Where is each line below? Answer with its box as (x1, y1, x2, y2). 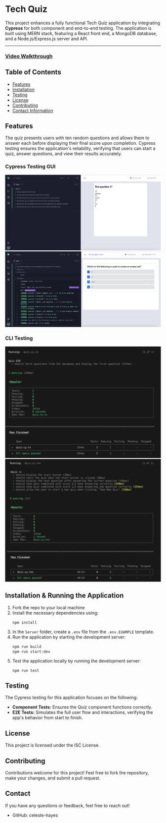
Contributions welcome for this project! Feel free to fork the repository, (5, 770, 149, 776)
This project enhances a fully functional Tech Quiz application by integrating (5, 20, 161, 26)
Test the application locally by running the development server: (12, 658, 141, 664)
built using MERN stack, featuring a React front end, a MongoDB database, (5, 30, 157, 36)
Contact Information (12, 108, 53, 114)
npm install (12, 620, 37, 625)
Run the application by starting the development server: (12, 634, 126, 640)
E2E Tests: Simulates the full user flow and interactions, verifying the (12, 709, 153, 715)
